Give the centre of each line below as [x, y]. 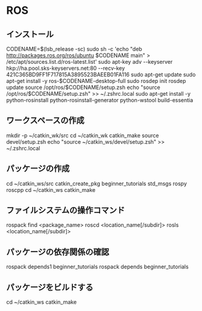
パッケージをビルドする [50, 287]
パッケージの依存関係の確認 [58, 252]
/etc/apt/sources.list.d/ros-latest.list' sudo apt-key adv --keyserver [90, 62]
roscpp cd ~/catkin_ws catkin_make [51, 189]
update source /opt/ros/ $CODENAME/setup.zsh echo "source [84, 87]
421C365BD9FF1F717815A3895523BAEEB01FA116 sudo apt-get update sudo [101, 75]
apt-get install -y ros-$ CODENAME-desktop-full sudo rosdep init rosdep [96, 81]
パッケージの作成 [38, 169]
